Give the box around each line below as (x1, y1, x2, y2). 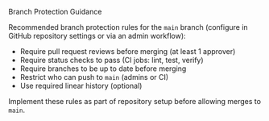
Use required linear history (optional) (19, 81, 143, 90)
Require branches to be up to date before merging (19, 64, 187, 73)
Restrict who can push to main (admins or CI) (19, 73, 169, 81)
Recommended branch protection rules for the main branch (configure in (8, 23, 248, 31)
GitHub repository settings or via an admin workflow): (8, 31, 187, 40)
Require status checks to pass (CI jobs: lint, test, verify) (19, 56, 204, 65)
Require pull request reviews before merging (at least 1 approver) (19, 47, 236, 56)
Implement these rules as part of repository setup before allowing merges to (8, 97, 262, 106)
